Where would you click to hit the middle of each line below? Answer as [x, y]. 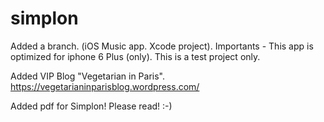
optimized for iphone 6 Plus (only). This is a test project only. [135, 56]
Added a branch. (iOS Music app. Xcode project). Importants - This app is [162, 46]
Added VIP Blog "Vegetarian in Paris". [87, 76]
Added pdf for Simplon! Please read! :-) [91, 106]
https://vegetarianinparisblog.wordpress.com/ [105, 86]
